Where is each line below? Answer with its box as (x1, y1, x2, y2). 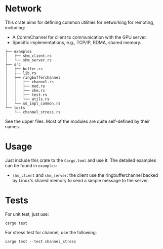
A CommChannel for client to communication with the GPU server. (12, 34, 147, 40)
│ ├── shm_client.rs (5, 53, 52, 58)
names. (5, 123, 20, 129)
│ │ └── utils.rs (5, 97, 50, 101)
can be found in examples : (5, 162, 58, 168)
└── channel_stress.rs (14, 109, 61, 114)
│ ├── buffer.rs (5, 66, 43, 71)
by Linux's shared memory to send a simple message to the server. (12, 177, 149, 183)
